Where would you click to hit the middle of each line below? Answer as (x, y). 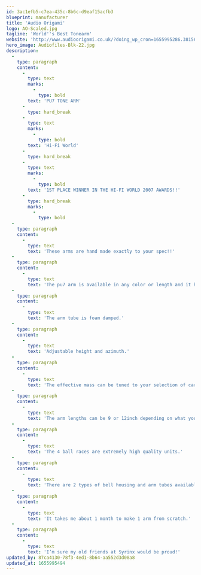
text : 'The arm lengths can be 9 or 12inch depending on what (107, 418)
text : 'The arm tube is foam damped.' (76, 318)
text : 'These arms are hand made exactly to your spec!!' (101, 251)
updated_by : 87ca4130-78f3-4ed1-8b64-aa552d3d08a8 (71, 558)
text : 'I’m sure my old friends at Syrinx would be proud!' (104, 552)
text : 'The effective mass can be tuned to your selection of (107, 385)
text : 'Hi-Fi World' (53, 145)
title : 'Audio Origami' (36, 23)
